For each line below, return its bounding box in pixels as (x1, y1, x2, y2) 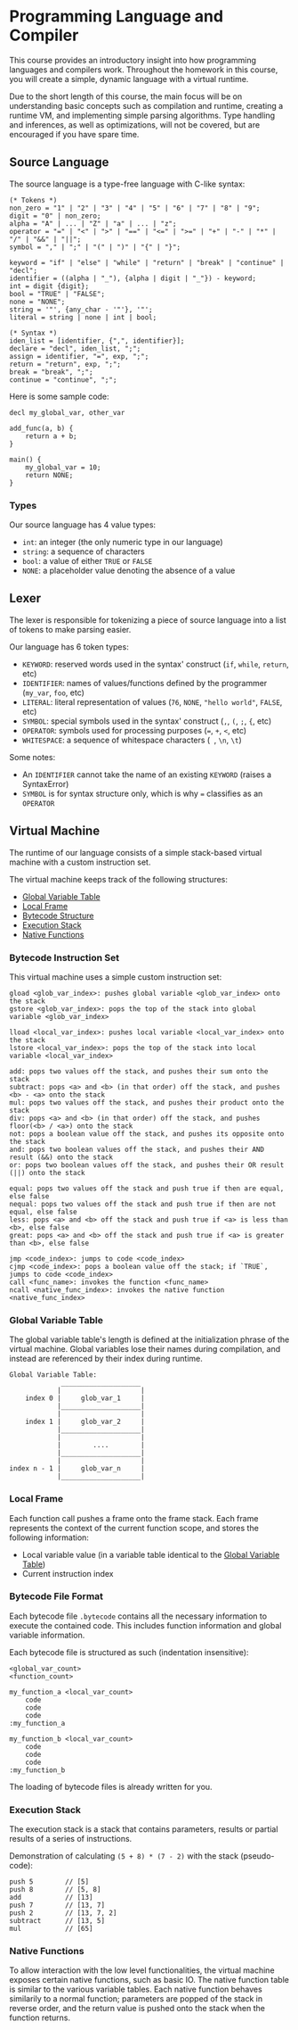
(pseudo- (239, 1851, 275, 1861)
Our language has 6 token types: (9, 641, 129, 652)
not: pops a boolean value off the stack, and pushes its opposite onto (9, 1129, 285, 1139)
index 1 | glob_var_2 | (25, 1417, 145, 1427)
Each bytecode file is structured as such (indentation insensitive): (9, 1646, 249, 1657)
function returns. (9, 2012, 71, 2023)
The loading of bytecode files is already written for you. (9, 1781, 213, 1792)
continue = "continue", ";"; (9, 375, 117, 385)
